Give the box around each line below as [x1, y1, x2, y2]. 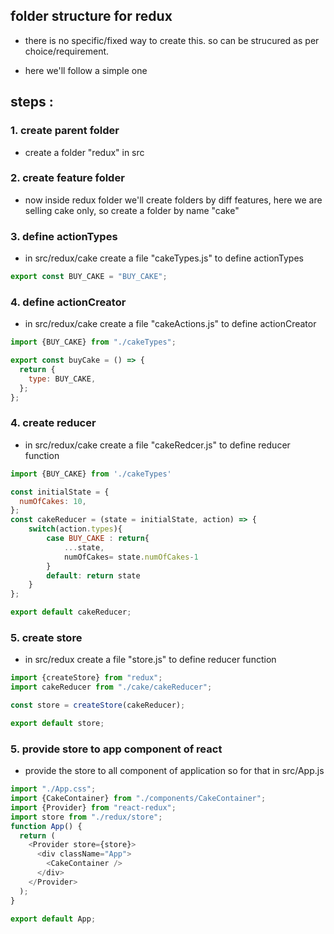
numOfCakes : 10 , [19, 496, 87, 506]
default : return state [46, 570, 141, 581]
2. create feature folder [10, 171, 125, 185]
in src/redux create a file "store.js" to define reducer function [24, 654, 277, 666]
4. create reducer [10, 416, 97, 430]
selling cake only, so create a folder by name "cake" [24, 204, 240, 216]
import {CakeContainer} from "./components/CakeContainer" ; [10, 794, 267, 804]
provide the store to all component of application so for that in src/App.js [24, 765, 325, 777]
